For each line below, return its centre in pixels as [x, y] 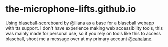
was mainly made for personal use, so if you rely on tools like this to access [83, 33]
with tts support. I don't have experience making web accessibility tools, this [84, 28]
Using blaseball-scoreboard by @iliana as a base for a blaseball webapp [80, 23]
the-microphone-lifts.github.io [71, 9]
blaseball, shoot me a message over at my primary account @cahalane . [79, 39]
